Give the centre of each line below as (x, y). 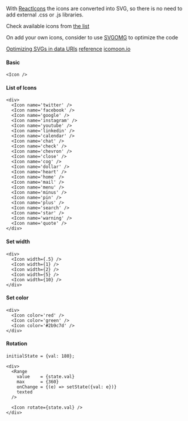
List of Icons (21, 87)
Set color (17, 298)
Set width (18, 241)
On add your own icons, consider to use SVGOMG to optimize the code (92, 37)
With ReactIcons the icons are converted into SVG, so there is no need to (94, 9)
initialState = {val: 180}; (41, 356)
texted (25, 392)
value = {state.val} (46, 377)
